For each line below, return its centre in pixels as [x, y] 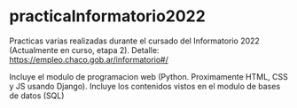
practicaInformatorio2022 [107, 16]
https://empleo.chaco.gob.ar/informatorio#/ [89, 59]
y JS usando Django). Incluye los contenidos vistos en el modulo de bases [145, 86]
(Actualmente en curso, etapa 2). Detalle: [84, 50]
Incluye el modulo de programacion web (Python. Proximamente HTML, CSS [148, 76]
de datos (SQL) [37, 96]
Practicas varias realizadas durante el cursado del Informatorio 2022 [134, 41]
